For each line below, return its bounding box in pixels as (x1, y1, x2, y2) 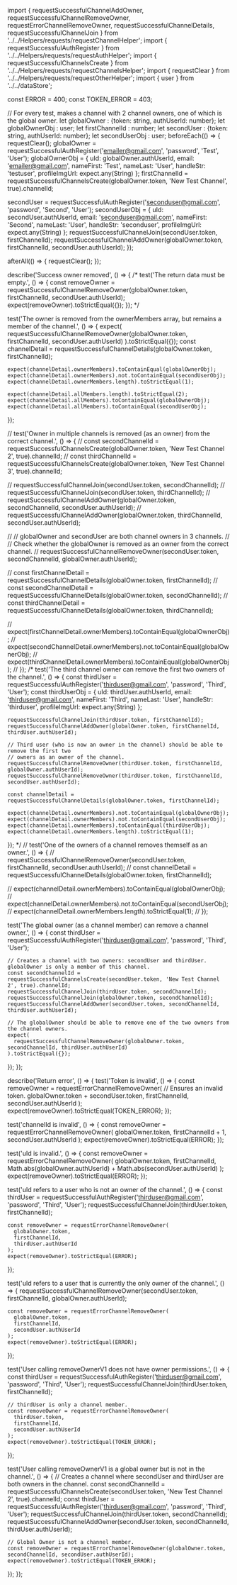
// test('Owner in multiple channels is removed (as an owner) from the (7, 429, 211, 438)
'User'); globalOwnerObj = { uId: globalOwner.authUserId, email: (7, 154, 195, 162)
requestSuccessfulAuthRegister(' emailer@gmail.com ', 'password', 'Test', (7, 147, 219, 155)
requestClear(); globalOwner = (7, 139, 97, 148)
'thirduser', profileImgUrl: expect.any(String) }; (7, 703, 143, 711)
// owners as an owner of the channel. (7, 754, 125, 761)
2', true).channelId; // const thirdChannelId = (7, 452, 137, 460)
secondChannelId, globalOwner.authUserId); (7, 555, 138, 563)
